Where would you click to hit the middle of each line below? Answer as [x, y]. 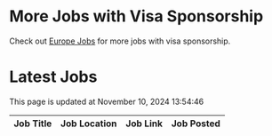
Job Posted [196, 124]
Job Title [33, 124]
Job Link [144, 124]
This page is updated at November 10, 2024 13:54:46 [107, 101]
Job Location [89, 124]
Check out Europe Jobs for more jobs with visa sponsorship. [120, 41]
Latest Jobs [53, 77]
